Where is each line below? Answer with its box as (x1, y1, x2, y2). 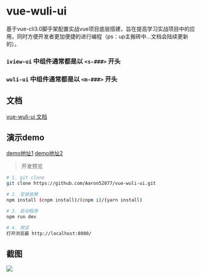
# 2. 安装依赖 (6, 192, 38, 198)
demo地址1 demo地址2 (6, 150, 63, 157)
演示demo (6, 132, 44, 142)
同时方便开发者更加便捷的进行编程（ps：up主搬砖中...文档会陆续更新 (16, 32, 188, 40)
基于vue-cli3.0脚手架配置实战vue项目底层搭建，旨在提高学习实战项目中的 (6, 25, 190, 32)
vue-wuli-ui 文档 (6, 113, 47, 120)
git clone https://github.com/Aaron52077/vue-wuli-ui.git (6, 181, 156, 187)
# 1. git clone (6, 175, 45, 181)
